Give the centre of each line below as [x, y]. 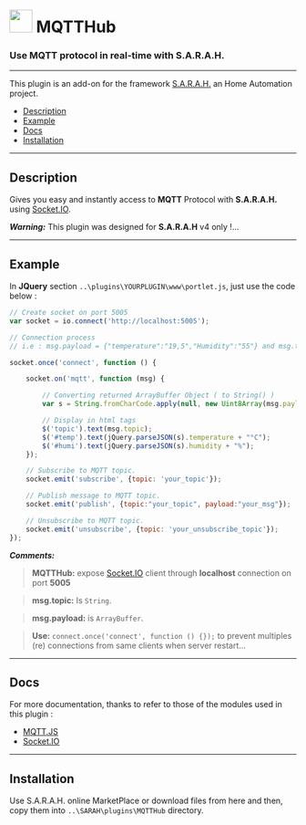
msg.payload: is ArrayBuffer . [87, 618]
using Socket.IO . [40, 209]
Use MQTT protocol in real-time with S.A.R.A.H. [117, 56]
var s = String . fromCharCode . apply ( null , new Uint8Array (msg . [163, 404]
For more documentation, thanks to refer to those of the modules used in [146, 705]
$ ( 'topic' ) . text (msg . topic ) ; [97, 429]
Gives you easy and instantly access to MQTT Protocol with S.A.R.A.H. [143, 200]
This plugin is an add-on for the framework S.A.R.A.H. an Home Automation [151, 84]
